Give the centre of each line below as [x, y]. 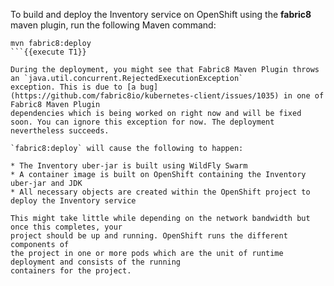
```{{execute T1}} [48, 52]
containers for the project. [71, 271]
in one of [304, 96]
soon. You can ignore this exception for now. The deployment [142, 122]
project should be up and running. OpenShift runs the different [149, 236]
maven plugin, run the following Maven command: [113, 25]
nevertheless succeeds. [60, 131]
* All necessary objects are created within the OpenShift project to [160, 192]
